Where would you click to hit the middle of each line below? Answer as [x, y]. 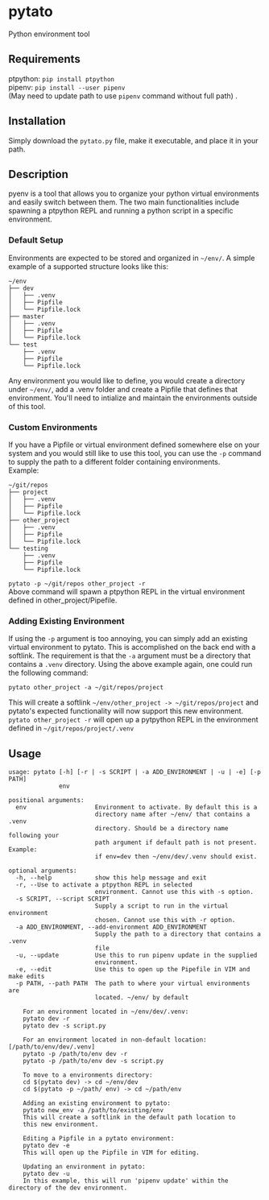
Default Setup [36, 240]
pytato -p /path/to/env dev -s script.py [93, 1061]
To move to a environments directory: [88, 1075]
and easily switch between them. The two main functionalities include [124, 202]
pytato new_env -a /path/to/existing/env [93, 1111]
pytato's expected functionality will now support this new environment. [126, 711]
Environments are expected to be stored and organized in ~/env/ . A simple [132, 258]
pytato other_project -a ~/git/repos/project [86, 688]
